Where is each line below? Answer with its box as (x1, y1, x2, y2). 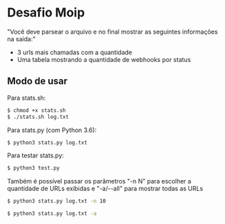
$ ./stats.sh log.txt (7, 113, 69, 120)
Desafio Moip (7, 5, 85, 21)
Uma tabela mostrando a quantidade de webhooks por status (17, 55, 191, 63)
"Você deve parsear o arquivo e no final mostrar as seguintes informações (7, 27, 218, 36)
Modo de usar (7, 76, 67, 87)
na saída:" (7, 34, 36, 43)
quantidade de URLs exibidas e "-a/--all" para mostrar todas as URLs (7, 184, 204, 193)
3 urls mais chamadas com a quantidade (17, 48, 133, 56)
